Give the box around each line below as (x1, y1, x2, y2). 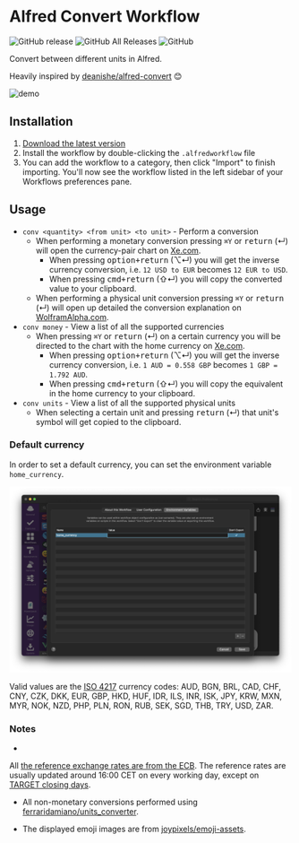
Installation (9, 114, 73, 129)
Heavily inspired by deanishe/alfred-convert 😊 (9, 70, 183, 82)
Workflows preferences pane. (21, 176, 132, 187)
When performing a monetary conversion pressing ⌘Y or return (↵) (35, 235, 289, 246)
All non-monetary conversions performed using (21, 796, 199, 808)
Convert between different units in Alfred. (9, 53, 163, 64)
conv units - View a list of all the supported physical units (21, 397, 235, 408)
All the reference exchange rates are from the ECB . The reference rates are (9, 760, 286, 771)
